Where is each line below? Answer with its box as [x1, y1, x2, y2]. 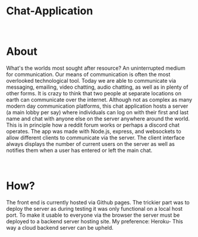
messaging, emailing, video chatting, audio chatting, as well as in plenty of [6, 83, 188, 91]
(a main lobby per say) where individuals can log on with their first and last [6, 108, 189, 116]
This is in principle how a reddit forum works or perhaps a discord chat [6, 121, 180, 129]
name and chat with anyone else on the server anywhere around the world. [6, 115, 190, 122]
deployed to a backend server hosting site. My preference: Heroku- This [6, 217, 183, 224]
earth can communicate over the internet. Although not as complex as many [6, 96, 193, 103]
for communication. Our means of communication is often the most [6, 70, 171, 78]
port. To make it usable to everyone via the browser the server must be [6, 211, 180, 219]
